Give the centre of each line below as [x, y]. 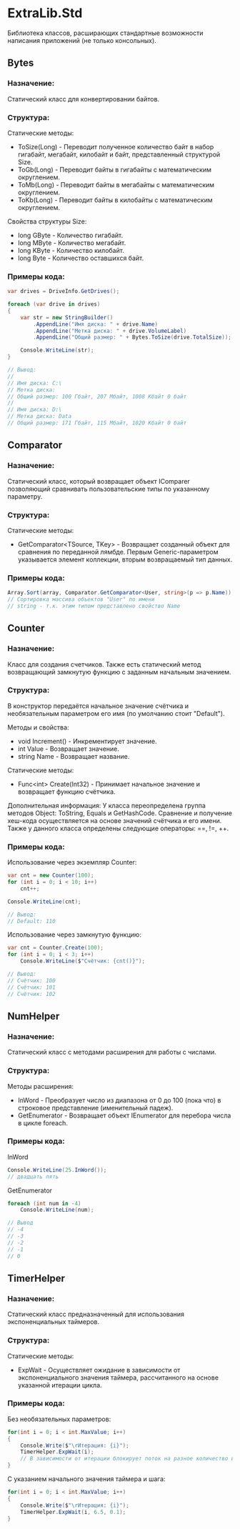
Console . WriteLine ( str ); [57, 350]
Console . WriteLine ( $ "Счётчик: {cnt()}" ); [82, 961]
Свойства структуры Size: [47, 221]
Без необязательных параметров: [59, 1419]
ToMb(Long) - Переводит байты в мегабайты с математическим [116, 184]
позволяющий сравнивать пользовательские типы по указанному [109, 489]
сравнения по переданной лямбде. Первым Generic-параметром [118, 552]
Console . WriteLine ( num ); [57, 1210]
